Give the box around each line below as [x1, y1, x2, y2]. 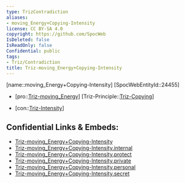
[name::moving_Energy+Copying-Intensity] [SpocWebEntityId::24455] [6, 81, 180, 88]
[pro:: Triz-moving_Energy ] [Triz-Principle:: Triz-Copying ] [14, 93, 154, 100]
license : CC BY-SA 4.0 [6, 25, 63, 32]
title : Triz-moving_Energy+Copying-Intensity [6, 64, 122, 71]
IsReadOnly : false [6, 43, 52, 49]
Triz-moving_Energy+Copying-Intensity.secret [14, 170, 130, 178]
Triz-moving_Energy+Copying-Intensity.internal [14, 144, 133, 152]
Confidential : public [6, 48, 61, 54]
